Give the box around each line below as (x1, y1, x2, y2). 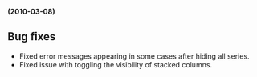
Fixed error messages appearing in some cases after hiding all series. (18, 51, 250, 61)
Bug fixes (7, 30, 56, 43)
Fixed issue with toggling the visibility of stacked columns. (18, 59, 213, 69)
